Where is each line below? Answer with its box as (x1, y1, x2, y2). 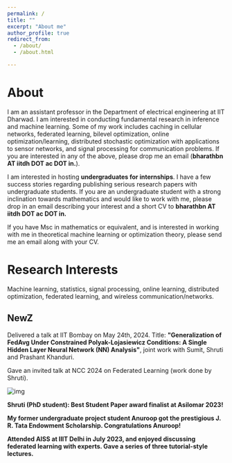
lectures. (7, 449, 34, 457)
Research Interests (7, 262, 118, 277)
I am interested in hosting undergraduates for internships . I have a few (7, 173, 211, 181)
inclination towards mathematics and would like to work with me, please (7, 195, 213, 203)
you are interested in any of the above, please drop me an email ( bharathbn (7, 152, 224, 160)
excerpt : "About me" (7, 23, 67, 30)
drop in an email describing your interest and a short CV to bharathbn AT (7, 202, 216, 210)
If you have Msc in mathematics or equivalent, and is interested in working (7, 222, 220, 231)
